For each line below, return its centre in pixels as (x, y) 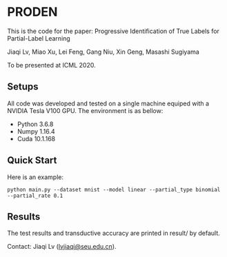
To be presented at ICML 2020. (51, 65)
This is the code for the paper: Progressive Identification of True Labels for (113, 31)
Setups (23, 87)
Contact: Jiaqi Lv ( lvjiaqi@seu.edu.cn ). (62, 247)
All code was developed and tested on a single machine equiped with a (108, 103)
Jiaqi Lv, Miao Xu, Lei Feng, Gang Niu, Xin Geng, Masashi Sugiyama (103, 52)
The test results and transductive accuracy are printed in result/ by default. (114, 233)
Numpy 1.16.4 (36, 131)
